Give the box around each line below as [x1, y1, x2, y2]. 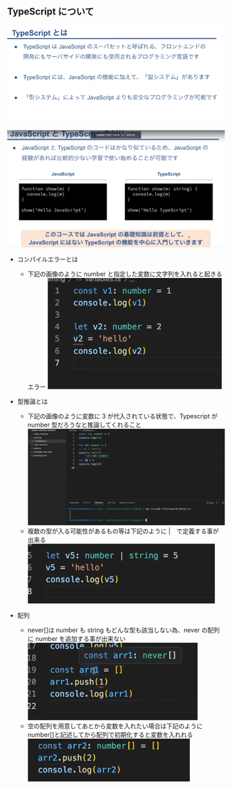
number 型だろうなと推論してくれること [27, 420, 142, 429]
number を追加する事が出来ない [35, 635, 126, 643]
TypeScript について [7, 6, 95, 18]
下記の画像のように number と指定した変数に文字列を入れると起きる [27, 270, 223, 278]
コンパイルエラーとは [17, 255, 78, 263]
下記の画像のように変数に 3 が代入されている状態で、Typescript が [27, 412, 218, 420]
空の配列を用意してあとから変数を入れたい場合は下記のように [27, 722, 203, 730]
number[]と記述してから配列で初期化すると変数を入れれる [27, 731, 193, 739]
